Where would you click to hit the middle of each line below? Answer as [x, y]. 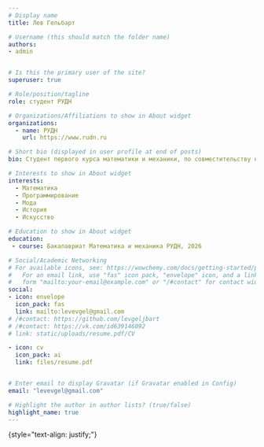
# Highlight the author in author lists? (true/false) [100, 405]
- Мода [26, 203]
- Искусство [35, 217]
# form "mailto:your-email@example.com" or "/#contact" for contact [126, 283]
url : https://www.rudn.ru [65, 138]
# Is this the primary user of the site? [77, 73]
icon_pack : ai [38, 355]
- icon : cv [26, 348]
